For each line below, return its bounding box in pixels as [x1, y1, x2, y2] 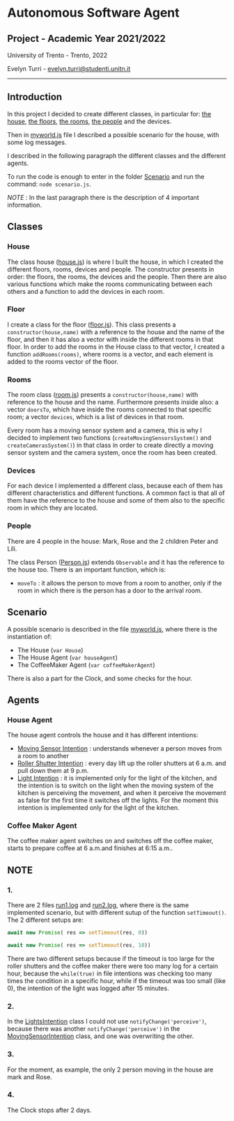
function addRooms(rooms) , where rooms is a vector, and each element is [7, 350, 214, 358]
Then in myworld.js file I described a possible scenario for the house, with [7, 130, 219, 139]
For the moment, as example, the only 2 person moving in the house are [7, 1065, 214, 1074]
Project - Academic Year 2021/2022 [7, 33, 166, 45]
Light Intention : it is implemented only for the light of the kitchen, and [17, 774, 217, 783]
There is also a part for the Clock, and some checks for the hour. [7, 674, 193, 682]
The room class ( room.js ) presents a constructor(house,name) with [7, 391, 198, 399]
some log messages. [7, 138, 67, 146]
